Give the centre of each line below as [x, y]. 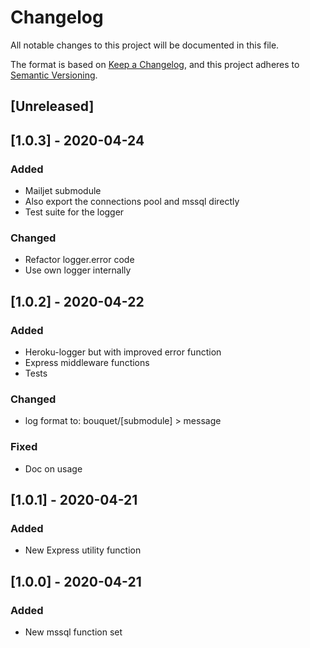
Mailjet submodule [63, 191]
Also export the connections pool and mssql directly [132, 202]
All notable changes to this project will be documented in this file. [145, 45]
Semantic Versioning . [54, 75]
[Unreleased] [52, 106]
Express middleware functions [87, 362]
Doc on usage [53, 468]
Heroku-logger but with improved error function [123, 352]
